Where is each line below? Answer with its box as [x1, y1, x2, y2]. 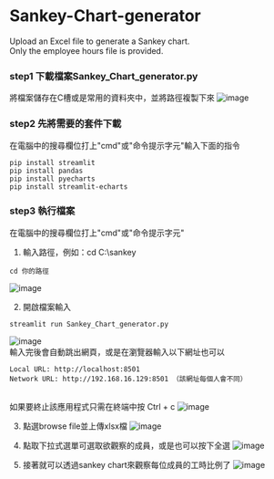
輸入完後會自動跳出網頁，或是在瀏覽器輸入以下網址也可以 [9, 346, 225, 357]
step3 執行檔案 [9, 204, 76, 217]
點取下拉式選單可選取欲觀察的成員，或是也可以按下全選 [22, 440, 230, 451]
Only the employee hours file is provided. [9, 45, 164, 56]
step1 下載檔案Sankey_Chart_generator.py [9, 69, 198, 82]
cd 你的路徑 [9, 266, 50, 276]
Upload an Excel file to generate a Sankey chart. [9, 36, 190, 47]
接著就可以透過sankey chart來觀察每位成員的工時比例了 [22, 459, 231, 470]
